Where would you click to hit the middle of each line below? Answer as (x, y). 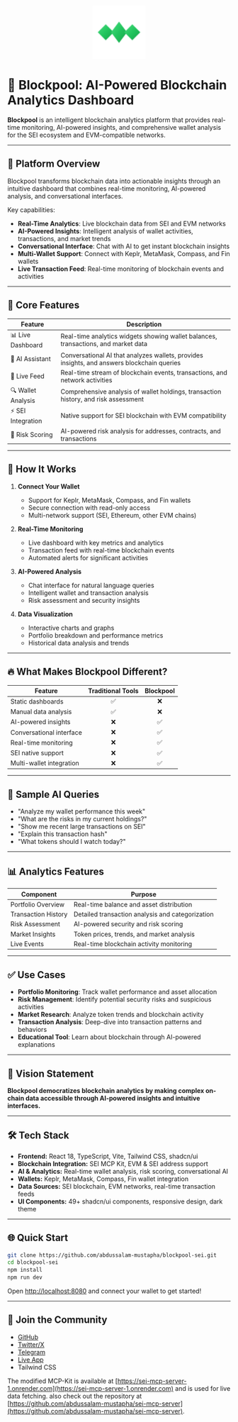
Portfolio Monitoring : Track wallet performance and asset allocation (117, 992)
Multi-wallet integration (45, 763)
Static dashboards (37, 701)
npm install (25, 1270)
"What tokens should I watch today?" (72, 842)
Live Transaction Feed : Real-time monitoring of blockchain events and (121, 269)
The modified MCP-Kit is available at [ (63, 1381)
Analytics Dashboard (71, 100)
